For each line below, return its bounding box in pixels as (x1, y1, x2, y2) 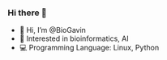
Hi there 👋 (7, 7, 48, 18)
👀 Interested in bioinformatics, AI (19, 34, 129, 43)
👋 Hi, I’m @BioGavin (19, 26, 87, 35)
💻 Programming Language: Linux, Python (19, 43, 160, 53)
